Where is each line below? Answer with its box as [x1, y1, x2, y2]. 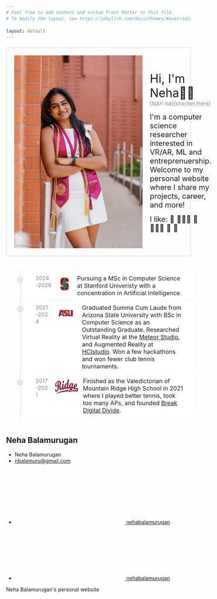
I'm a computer [150, 112, 202, 121]
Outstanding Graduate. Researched [82, 326, 179, 334]
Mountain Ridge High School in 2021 [83, 384, 184, 392]
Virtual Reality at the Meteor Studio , [82, 333, 180, 341]
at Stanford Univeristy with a [77, 282, 156, 290]
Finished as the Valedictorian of [83, 377, 170, 385]
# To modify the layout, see [6, 15, 77, 22]
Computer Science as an [82, 318, 150, 326]
